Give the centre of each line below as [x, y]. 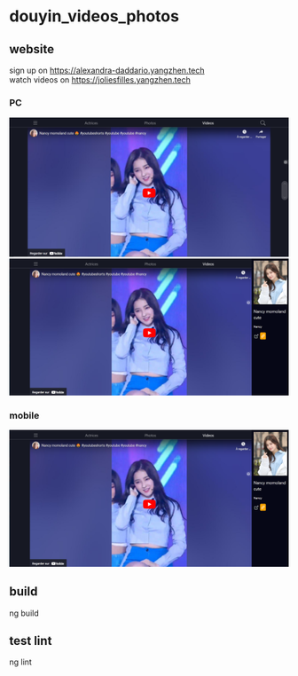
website [32, 49]
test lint [31, 641]
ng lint [21, 662]
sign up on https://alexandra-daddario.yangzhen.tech [107, 70]
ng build [24, 613]
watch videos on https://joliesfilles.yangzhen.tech [100, 80]
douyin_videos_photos [94, 16]
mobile [24, 415]
